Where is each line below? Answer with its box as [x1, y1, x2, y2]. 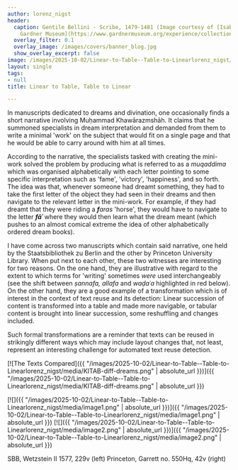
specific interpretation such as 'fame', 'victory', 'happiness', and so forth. [7, 175, 220, 184]
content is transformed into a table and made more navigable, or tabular [7, 302, 217, 310]
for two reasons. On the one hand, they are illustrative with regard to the [7, 264, 218, 273]
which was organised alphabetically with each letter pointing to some [7, 167, 210, 176]
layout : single [7, 63, 52, 70]
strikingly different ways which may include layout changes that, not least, [7, 338, 224, 347]
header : [7, 17, 30, 24]
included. [7, 317, 35, 325]
